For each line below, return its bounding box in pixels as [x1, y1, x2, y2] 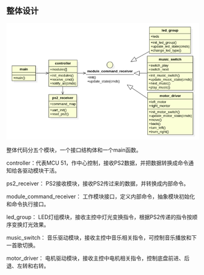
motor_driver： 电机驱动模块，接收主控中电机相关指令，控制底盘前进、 [6, 254, 184, 262]
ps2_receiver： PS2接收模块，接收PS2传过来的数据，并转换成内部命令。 [6, 179, 189, 187]
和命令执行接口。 [6, 200, 49, 207]
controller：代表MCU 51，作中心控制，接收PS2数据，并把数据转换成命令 [6, 159, 189, 166]
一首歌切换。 [6, 241, 38, 249]
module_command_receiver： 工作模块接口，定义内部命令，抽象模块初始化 [6, 193, 195, 200]
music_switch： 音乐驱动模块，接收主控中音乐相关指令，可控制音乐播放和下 [6, 234, 197, 241]
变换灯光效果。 [11, 221, 49, 228]
